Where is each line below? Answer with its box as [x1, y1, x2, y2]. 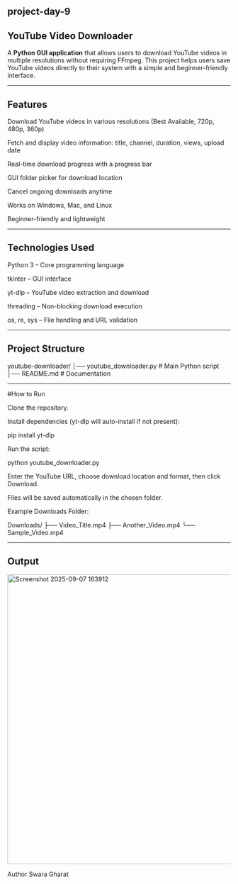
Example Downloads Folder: [7, 507, 89, 515]
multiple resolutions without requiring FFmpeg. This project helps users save [7, 56, 231, 65]
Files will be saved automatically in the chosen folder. [7, 493, 163, 502]
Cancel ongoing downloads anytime [7, 187, 113, 196]
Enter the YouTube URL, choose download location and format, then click [7, 471, 221, 481]
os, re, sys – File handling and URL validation [7, 315, 138, 324]
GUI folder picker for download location [7, 174, 123, 182]
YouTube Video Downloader [7, 30, 133, 42]
